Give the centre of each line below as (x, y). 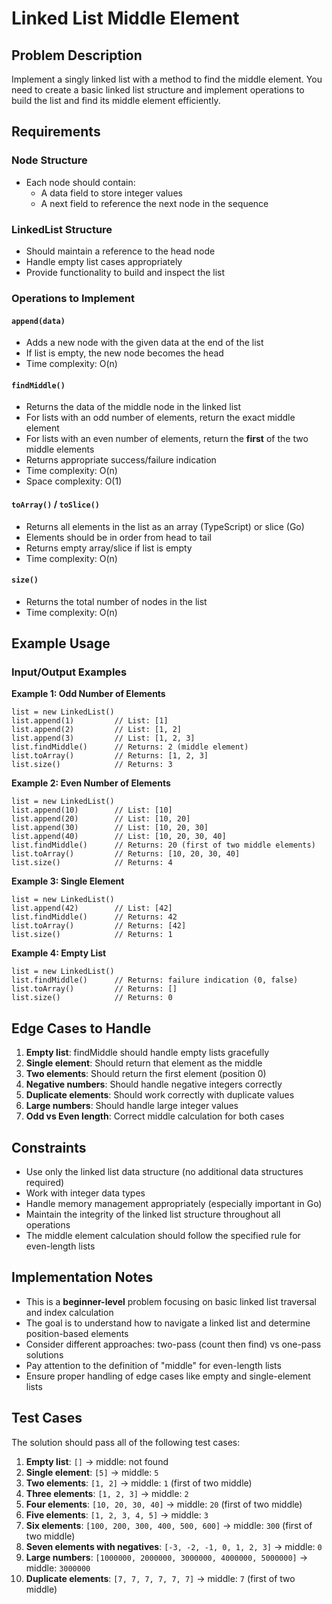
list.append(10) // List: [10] (92, 810)
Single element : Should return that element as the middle (144, 1063)
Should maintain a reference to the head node (120, 251)
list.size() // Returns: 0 (92, 998)
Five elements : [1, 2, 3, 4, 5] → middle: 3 (117, 1514)
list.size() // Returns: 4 (92, 863)
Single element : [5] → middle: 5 (92, 1472)
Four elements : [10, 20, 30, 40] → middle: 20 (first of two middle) (164, 1504)
